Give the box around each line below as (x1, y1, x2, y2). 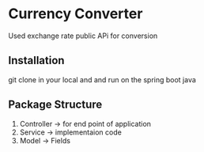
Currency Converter (8, 5, 143, 23)
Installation (8, 54, 65, 67)
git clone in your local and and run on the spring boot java (8, 74, 196, 84)
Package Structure (8, 98, 103, 112)
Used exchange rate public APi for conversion (8, 31, 158, 40)
